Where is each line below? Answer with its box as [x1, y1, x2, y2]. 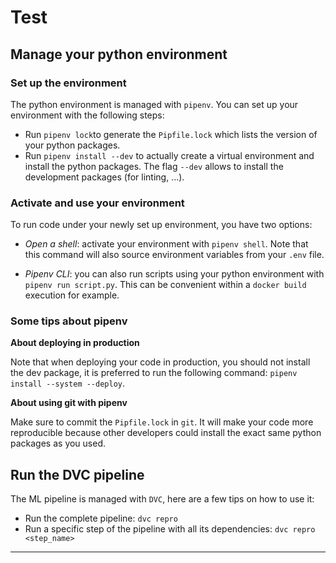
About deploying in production [10, 337, 140, 349]
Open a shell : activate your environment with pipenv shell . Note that [24, 238, 309, 250]
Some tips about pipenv [10, 314, 128, 328]
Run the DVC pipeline [10, 466, 145, 483]
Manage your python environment [10, 46, 228, 63]
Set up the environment [10, 76, 127, 90]
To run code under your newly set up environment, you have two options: [10, 219, 313, 231]
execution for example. [24, 289, 120, 301]
